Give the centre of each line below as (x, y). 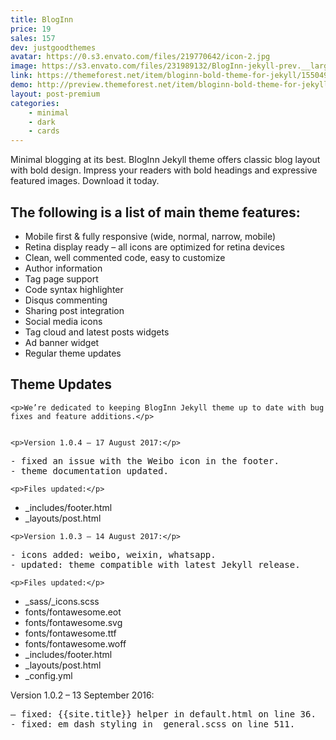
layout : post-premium (55, 94)
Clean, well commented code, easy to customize (125, 257)
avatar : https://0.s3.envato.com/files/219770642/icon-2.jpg (140, 57)
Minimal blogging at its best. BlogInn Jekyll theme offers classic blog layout (165, 160)
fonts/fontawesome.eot (73, 612)
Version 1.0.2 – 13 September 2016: (82, 695)
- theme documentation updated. (89, 470)
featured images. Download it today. (85, 181)
